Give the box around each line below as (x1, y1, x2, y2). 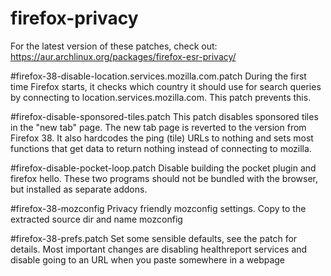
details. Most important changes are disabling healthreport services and (10, 243, 308, 255)
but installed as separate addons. (10, 183, 148, 195)
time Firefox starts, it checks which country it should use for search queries (10, 80, 322, 92)
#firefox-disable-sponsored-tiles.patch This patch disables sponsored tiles (10, 110, 319, 122)
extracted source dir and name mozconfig (10, 213, 183, 225)
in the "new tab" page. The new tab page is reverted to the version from (10, 121, 307, 133)
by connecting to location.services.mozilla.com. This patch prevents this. (10, 91, 312, 103)
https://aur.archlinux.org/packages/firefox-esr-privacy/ (10, 50, 237, 62)
